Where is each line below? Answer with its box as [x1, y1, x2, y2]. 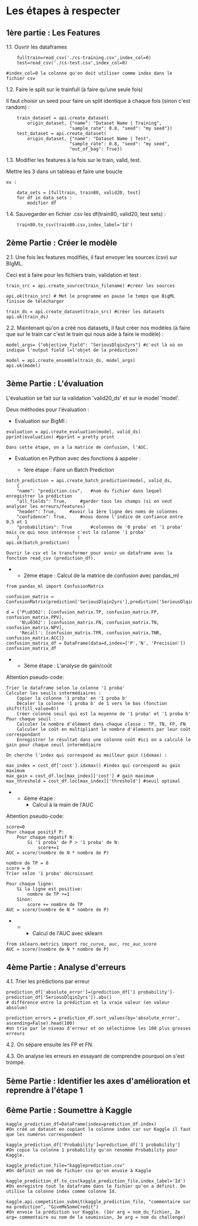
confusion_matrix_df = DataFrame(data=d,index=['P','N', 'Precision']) [6, 640, 186, 646]
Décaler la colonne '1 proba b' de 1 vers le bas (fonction [16, 700, 167, 706]
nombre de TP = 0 [6, 860, 49, 866]
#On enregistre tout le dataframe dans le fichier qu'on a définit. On [6, 1183, 186, 1189]
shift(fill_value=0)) [6, 706, 60, 711]
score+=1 [37, 845, 60, 850]
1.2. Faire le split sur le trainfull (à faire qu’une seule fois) [6, 86, 143, 93]
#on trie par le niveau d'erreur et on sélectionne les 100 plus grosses [6, 1026, 192, 1031]
